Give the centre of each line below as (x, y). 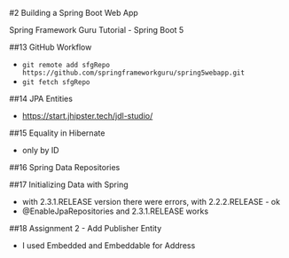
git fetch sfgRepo (56, 82)
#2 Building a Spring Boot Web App (74, 13)
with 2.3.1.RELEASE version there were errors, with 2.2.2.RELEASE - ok (151, 202)
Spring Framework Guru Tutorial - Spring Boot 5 (97, 30)
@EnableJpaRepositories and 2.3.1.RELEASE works (115, 211)
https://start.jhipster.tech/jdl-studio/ (87, 116)
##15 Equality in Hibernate (57, 133)
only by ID (40, 150)
